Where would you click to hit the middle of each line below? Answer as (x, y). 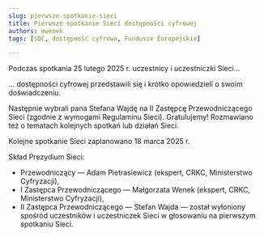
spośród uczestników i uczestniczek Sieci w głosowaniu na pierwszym (138, 216)
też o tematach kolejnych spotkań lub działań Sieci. (94, 125)
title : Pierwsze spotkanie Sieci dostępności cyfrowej (103, 23)
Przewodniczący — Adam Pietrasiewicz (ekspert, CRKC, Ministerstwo (136, 173)
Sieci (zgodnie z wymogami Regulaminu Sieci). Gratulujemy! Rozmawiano (131, 117)
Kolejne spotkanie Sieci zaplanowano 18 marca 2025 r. (99, 142)
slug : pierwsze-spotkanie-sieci (63, 16)
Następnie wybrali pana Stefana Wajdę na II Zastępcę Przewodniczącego (130, 108)
